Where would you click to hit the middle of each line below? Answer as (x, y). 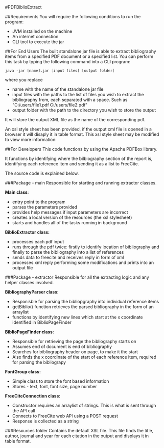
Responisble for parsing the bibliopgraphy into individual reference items (85, 302)
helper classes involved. (29, 282)
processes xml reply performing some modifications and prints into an (83, 263)
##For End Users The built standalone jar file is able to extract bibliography (81, 51)
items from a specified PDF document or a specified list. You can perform (79, 56)
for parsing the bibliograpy (39, 362)
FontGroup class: (23, 372)
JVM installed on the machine (42, 31)
